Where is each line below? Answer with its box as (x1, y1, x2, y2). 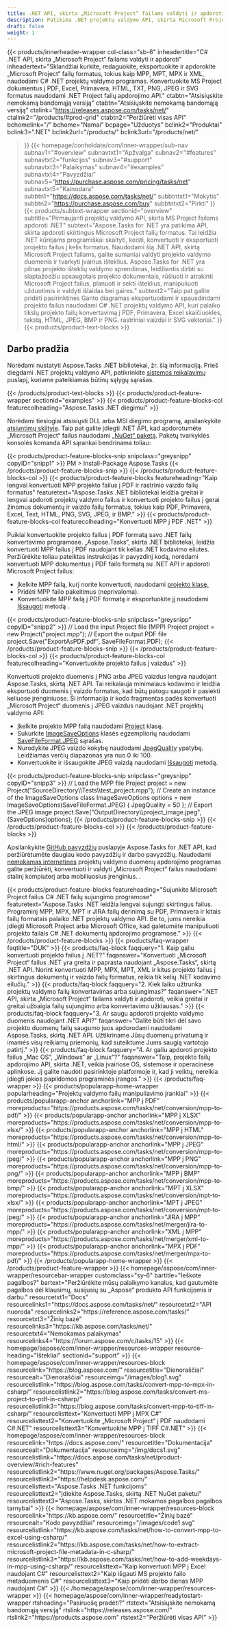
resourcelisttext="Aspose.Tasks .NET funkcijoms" (7, 1482, 147, 1490)
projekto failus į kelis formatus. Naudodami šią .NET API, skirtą (23, 243, 201, 251)
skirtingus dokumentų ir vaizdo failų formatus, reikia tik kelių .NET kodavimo (7, 973, 221, 981)
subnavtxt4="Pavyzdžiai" (23, 171, 97, 179)
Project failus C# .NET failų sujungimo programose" (7, 893, 153, 901)
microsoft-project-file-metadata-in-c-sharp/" (7, 1548, 135, 1556)
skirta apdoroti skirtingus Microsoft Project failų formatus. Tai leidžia (23, 229, 217, 237)
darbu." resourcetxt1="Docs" (7, 1293, 89, 1301)
